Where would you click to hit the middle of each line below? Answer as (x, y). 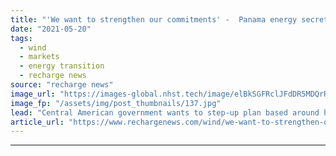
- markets (39, 57)
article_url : (37, 122)
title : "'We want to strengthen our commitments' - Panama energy (154, 19)
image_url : (33, 94)
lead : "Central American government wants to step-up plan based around (165, 112)
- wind (33, 47)
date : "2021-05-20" (51, 29)
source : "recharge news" (62, 85)
